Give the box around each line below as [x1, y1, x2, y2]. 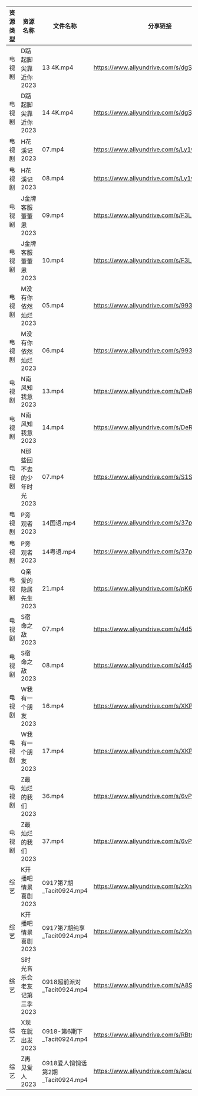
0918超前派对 [42, 978, 81, 986]
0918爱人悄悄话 [42, 1059, 87, 1067]
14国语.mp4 [42, 519, 76, 527]
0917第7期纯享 [42, 924, 85, 932]
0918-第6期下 [42, 1027, 83, 1035]
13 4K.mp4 [42, 63, 74, 72]
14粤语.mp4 [42, 548, 76, 556]
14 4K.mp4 [42, 109, 74, 116]
